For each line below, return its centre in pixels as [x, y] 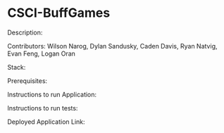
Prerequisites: [27, 81]
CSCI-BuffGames [59, 13]
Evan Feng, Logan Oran [42, 53]
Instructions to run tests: [43, 108]
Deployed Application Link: [46, 122]
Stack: [17, 67]
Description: [25, 32]
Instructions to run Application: [52, 94]
